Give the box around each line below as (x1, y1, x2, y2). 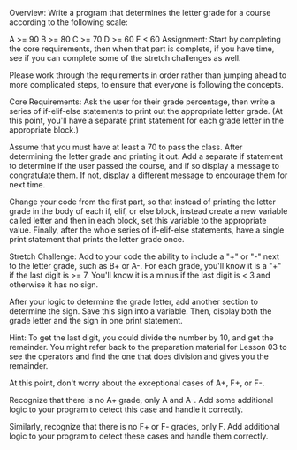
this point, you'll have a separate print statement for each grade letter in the (9, 115, 285, 126)
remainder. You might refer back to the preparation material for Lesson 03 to (9, 342, 287, 352)
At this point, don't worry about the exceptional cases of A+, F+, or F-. (9, 378, 265, 388)
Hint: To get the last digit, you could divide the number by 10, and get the (9, 332, 274, 343)
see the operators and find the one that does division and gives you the (9, 351, 270, 362)
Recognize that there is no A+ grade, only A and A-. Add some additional (9, 395, 274, 405)
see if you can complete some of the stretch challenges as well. (9, 53, 241, 63)
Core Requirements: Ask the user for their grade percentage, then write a (9, 96, 276, 107)
